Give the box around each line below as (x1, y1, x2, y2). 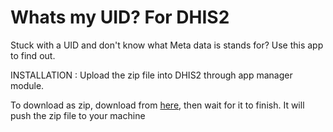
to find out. (10, 49, 56, 61)
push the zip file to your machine (10, 109, 146, 121)
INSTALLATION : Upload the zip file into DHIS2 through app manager (10, 69, 293, 81)
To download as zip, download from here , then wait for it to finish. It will (10, 99, 305, 111)
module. (10, 79, 45, 91)
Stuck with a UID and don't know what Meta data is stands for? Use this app (10, 39, 324, 51)
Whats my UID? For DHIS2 (10, 6, 230, 29)
